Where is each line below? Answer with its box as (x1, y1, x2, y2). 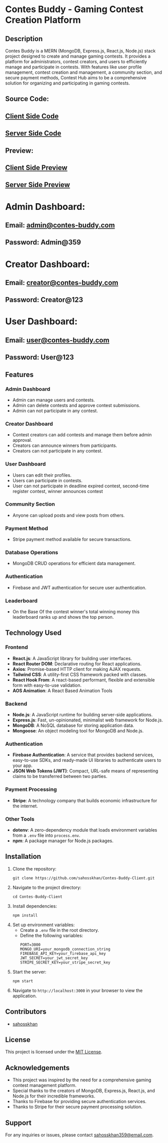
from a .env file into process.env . (12, 832, 80, 838)
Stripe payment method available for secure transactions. (12, 536, 132, 542)
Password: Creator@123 (5, 296, 83, 304)
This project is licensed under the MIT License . (5, 1049, 103, 1055)
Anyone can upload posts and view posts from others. (12, 512, 125, 518)
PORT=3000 (20, 942, 41, 947)
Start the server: (12, 969, 47, 975)
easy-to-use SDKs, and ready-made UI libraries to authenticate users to (12, 757, 161, 763)
